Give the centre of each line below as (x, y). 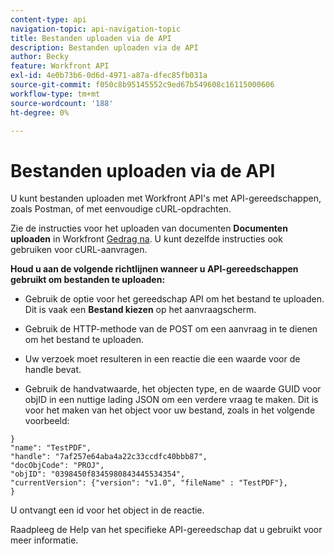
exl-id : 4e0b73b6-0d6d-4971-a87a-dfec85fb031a (109, 76)
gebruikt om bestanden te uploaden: (88, 280)
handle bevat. (53, 370)
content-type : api (48, 19)
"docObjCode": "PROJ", (57, 466)
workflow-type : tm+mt (55, 94)
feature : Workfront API (60, 66)
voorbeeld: (47, 421)
